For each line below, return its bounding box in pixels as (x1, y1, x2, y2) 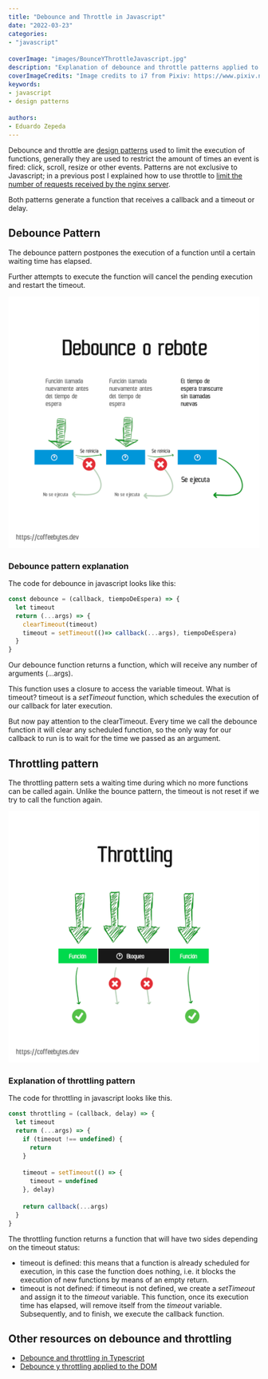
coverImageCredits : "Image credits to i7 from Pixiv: (8, 72, 191, 80)
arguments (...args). (8, 668, 73, 679)
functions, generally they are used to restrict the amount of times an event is (8, 154, 259, 163)
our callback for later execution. (8, 701, 113, 711)
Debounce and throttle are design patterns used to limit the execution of (8, 145, 246, 155)
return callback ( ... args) (22, 1202, 109, 1210)
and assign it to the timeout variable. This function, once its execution (19, 1292, 249, 1301)
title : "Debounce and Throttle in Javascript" (8, 13, 166, 21)
